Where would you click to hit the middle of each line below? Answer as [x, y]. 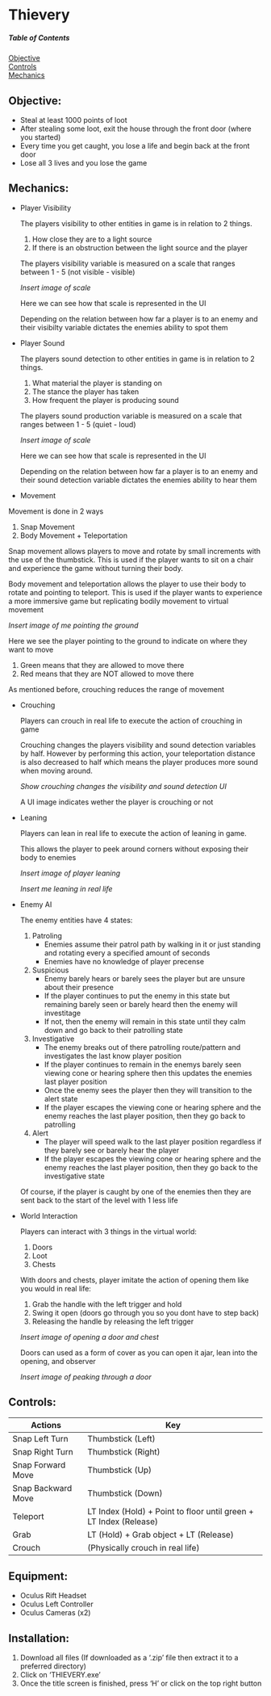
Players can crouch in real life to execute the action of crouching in [131, 720]
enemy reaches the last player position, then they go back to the [151, 1167]
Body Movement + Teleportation [73, 535]
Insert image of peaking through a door [85, 1377]
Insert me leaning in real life [66, 888]
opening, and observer [58, 1361]
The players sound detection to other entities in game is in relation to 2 [138, 359]
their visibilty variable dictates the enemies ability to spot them [124, 327]
